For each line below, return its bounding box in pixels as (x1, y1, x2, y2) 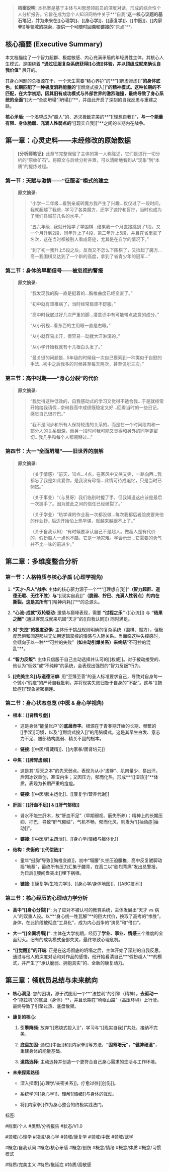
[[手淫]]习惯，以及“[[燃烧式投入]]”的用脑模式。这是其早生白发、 (20, 729, 152, 735)
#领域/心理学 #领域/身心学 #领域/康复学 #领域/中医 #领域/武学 (5, 1134, 134, 1140)
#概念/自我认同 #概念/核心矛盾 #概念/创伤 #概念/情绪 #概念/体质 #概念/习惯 (5, 1144, 161, 1150)
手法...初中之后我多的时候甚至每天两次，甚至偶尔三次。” (30, 361, 144, 367)
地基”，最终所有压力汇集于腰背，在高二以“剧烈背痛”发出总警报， (26, 863, 160, 870)
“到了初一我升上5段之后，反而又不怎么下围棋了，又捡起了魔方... (30, 247, 162, 253)
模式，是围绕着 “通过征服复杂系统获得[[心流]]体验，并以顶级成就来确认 (9, 61, 157, 67)
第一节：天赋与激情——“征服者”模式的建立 (5, 177, 109, 184)
